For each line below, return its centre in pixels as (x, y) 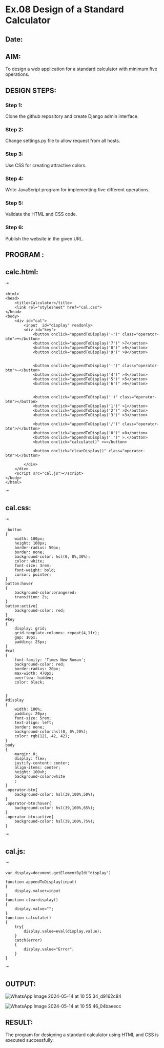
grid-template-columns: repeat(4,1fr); (57, 633)
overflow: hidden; (34, 678)
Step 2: (15, 129)
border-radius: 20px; (37, 669)
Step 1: (14, 105)
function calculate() (28, 918)
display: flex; (31, 758)
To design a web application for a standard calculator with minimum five (81, 69)
